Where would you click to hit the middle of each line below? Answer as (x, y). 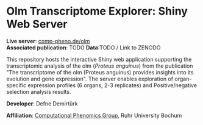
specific (16, 85)
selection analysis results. (39, 91)
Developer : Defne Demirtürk (42, 103)
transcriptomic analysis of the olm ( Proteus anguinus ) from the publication (100, 66)
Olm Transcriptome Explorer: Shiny (97, 11)
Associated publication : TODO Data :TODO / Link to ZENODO (84, 48)
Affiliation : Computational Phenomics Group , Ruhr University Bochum (94, 115)
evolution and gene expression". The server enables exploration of (90, 79)
